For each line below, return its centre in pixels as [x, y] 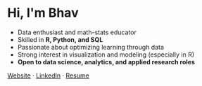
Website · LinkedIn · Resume [48, 76]
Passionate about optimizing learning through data [90, 47]
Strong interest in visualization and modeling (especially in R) [106, 55]
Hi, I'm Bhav [43, 13]
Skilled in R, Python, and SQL [60, 39]
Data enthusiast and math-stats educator [77, 32]
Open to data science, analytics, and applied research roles [106, 62]
